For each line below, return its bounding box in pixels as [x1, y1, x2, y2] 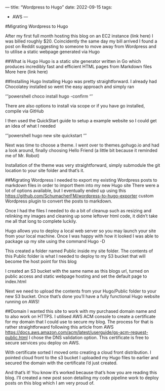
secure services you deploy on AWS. [5, 340, 80, 345]
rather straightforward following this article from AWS [5, 324, 114, 330]
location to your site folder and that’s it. [5, 168, 85, 173]
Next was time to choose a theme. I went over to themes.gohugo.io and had [5, 142, 160, 148]
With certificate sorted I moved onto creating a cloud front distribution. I [5, 349, 152, 355]
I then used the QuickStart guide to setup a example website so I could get [5, 118, 157, 123]
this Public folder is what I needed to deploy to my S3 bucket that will [5, 253, 146, 259]
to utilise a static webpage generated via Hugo [5, 49, 100, 54]
